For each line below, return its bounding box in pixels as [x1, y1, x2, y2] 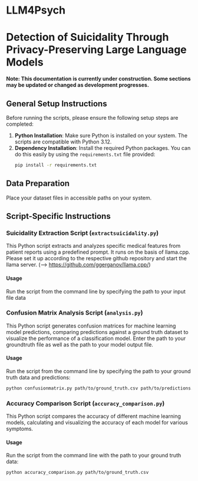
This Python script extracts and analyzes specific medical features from [6, 243, 181, 250]
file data [6, 294, 27, 301]
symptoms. [6, 426, 34, 433]
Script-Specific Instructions [6, 211, 111, 221]
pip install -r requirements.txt [14, 162, 97, 168]
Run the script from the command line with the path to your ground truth [6, 452, 181, 459]
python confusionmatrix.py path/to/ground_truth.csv [6, 385, 138, 391]
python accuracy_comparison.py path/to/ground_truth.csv [6, 470, 149, 476]
